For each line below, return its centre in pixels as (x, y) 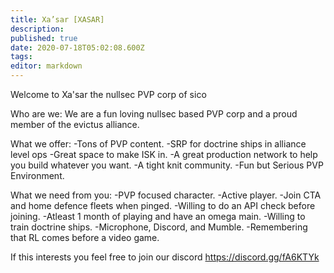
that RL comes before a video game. (85, 237)
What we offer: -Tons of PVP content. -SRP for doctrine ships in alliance (158, 144)
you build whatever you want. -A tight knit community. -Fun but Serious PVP (167, 165)
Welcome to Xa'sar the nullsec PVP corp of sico (108, 94)
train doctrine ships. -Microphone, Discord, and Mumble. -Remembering (159, 227)
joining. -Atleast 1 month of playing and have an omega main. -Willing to (158, 216)
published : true (44, 38)
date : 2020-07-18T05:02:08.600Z (77, 47)
